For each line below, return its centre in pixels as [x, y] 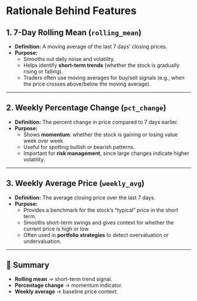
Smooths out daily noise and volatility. [69, 59]
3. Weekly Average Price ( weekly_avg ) [75, 183]
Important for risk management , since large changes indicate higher [106, 153]
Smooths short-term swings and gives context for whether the [98, 222]
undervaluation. [42, 241]
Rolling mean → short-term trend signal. [63, 279]
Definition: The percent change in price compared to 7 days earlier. [96, 122]
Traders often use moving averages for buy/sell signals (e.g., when [104, 78]
